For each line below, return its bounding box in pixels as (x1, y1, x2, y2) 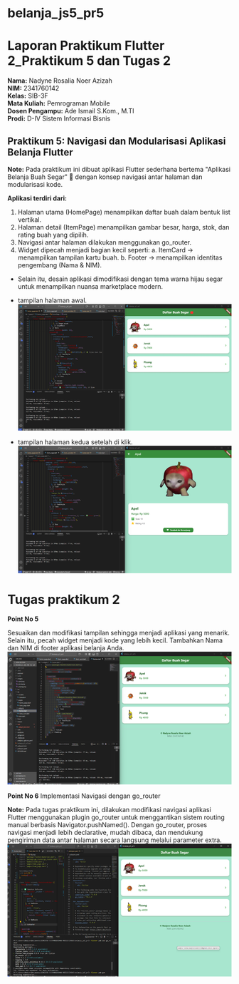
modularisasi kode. (7, 180, 63, 188)
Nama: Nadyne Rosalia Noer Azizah (7, 76, 112, 85)
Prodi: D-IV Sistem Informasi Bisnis (7, 114, 111, 123)
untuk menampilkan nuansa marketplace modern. (17, 282, 164, 290)
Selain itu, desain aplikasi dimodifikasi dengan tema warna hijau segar (17, 275, 223, 283)
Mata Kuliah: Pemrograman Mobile (7, 99, 110, 108)
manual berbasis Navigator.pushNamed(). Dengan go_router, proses (7, 820, 208, 829)
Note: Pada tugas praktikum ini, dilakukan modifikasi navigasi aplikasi (7, 805, 211, 814)
